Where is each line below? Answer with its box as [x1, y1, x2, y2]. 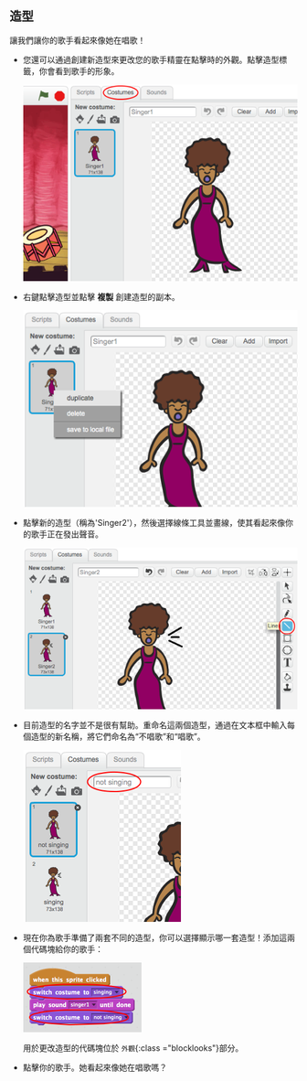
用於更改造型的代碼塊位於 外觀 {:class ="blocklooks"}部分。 [22, 1043, 244, 1054]
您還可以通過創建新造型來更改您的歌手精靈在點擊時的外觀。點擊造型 [22, 54, 280, 65]
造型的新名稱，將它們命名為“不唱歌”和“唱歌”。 [30, 731, 206, 743]
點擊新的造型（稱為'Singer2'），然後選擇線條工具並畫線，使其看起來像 [22, 518, 286, 529]
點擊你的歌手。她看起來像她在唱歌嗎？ [22, 1062, 167, 1073]
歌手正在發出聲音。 [30, 529, 103, 540]
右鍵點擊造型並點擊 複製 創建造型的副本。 [22, 291, 180, 302]
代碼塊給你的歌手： [30, 944, 103, 955]
